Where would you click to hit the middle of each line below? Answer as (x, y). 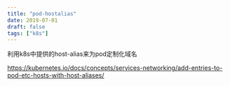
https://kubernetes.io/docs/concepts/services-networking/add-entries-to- (115, 68)
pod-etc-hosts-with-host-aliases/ (56, 76)
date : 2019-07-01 (33, 20)
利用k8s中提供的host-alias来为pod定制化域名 (72, 54)
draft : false (26, 27)
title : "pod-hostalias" (42, 14)
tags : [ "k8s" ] (28, 33)
